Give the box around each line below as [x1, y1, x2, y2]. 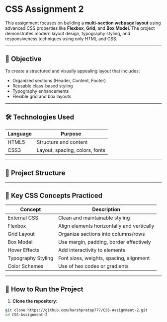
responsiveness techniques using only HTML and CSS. [5, 36, 118, 42]
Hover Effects [7, 247, 40, 254]
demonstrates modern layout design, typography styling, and [5, 30, 131, 36]
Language [7, 130, 32, 137]
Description [91, 206, 121, 213]
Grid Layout [7, 231, 35, 238]
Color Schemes [7, 263, 44, 270]
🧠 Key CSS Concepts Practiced [5, 191, 103, 199]
